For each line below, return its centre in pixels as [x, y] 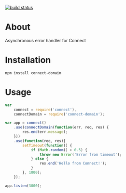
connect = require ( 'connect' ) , [45, 110]
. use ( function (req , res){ [40, 141]
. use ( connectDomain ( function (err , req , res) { [61, 128]
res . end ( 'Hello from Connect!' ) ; [73, 163]
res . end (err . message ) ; [45, 132]
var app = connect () [26, 123]
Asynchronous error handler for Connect [45, 40]
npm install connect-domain [33, 73]
